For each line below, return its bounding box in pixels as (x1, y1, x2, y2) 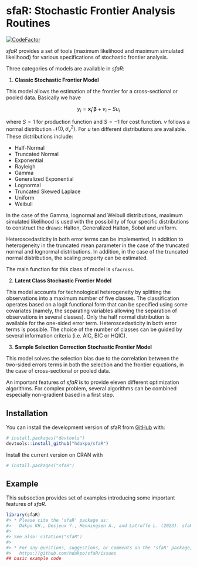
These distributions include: (6, 133, 73, 140)
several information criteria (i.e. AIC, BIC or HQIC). (6, 332, 127, 339)
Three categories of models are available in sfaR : (6, 65, 125, 72)
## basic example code (6, 556, 62, 562)
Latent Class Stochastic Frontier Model (14, 277, 112, 284)
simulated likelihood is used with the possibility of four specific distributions (6, 218, 189, 225)
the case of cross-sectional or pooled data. (6, 367, 110, 374)
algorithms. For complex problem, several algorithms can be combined (6, 385, 177, 392)
